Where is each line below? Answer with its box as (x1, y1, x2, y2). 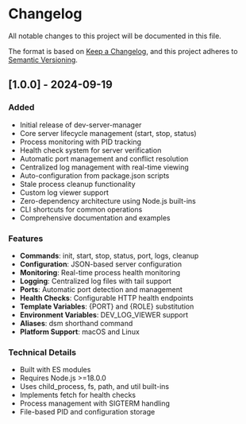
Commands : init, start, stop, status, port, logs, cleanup (19, 251, 199, 260)
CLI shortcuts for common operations (19, 204, 143, 214)
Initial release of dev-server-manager (19, 120, 142, 130)
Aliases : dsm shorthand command (19, 318, 133, 328)
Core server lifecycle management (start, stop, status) (19, 128, 197, 138)
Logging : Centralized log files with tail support (19, 276, 172, 286)
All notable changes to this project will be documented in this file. (8, 31, 222, 41)
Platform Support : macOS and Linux (19, 327, 140, 336)
